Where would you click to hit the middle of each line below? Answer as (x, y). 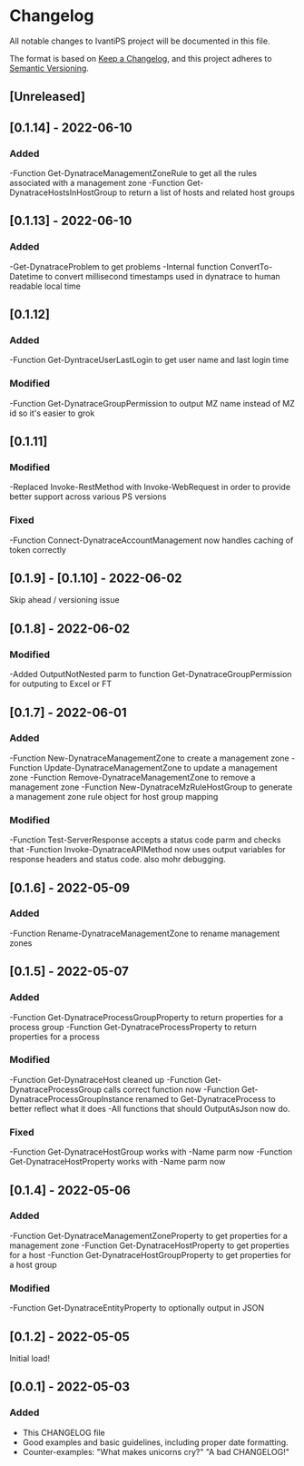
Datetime (26, 276)
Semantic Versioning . (49, 68)
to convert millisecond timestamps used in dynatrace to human (163, 276)
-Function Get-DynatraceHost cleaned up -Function (106, 1079)
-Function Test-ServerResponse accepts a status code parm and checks (145, 840)
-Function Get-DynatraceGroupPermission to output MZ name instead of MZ (152, 403)
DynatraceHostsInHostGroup (64, 192)
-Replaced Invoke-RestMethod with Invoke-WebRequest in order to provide (150, 487)
